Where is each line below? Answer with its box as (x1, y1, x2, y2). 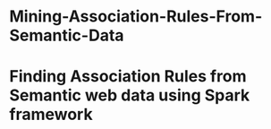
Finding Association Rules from (9, 66, 247, 87)
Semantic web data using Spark (9, 85, 250, 106)
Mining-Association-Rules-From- (9, 6, 263, 27)
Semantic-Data (9, 25, 124, 46)
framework (9, 105, 93, 125)
